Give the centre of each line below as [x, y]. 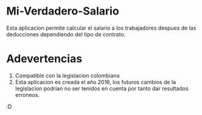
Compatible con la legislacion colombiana [67, 75]
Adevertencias [44, 59]
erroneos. [27, 94]
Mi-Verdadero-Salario [63, 11]
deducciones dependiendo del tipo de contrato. [66, 34]
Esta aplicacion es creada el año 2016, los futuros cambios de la [96, 82]
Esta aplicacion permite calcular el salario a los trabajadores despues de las [101, 28]
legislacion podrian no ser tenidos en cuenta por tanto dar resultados [102, 88]
